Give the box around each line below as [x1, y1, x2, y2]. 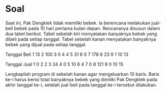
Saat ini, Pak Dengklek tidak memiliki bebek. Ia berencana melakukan [5, 20, 150, 26]
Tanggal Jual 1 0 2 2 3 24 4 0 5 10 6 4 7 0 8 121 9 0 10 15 [5, 61, 124, 67]
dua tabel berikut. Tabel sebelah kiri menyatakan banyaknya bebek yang [5, 30, 157, 37]
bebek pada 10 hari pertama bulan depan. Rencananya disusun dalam [14, 25, 160, 31]
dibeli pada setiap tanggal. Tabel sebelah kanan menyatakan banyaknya [5, 36, 156, 42]
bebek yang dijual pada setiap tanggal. [5, 41, 87, 47]
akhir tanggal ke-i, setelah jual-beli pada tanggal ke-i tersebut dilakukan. [5, 82, 157, 88]
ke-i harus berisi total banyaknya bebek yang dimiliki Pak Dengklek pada [5, 76, 158, 82]
